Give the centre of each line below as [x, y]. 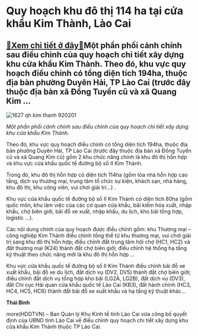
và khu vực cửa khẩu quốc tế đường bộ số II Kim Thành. [74, 163]
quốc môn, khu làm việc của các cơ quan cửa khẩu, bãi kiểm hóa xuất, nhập [99, 205]
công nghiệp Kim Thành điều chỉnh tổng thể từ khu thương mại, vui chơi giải [99, 236]
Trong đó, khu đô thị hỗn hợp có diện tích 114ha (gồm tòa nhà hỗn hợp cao [97, 175]
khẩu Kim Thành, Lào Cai [69, 23]
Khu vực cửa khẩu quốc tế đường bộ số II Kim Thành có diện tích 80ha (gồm [99, 199]
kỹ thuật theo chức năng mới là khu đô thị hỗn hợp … [71, 254]
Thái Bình [18, 303]
